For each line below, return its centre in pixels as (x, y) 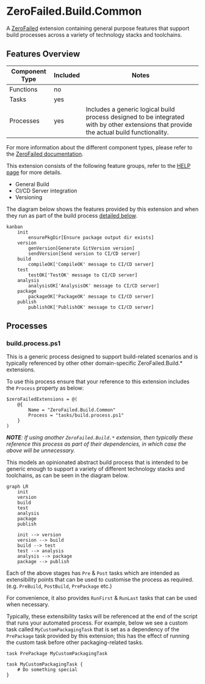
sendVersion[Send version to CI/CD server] (84, 253)
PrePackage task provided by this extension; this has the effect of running (98, 636)
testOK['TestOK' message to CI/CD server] (83, 275)
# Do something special (48, 670)
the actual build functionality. (127, 132)
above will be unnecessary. (41, 450)
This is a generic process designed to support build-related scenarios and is (102, 357)
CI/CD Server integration (46, 191)
